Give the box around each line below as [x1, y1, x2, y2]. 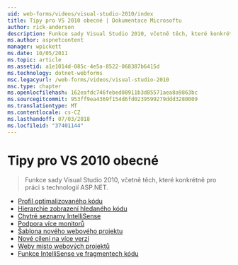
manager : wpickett [7, 43, 62, 50]
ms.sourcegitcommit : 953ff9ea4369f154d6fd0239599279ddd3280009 [7, 96, 198, 103]
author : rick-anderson [7, 23, 74, 30]
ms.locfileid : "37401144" [7, 122, 84, 129]
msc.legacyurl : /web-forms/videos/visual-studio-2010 [7, 76, 170, 83]
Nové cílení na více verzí [17, 235, 90, 243]
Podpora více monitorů [17, 220, 85, 228]
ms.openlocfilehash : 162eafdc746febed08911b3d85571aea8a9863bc [7, 89, 198, 96]
